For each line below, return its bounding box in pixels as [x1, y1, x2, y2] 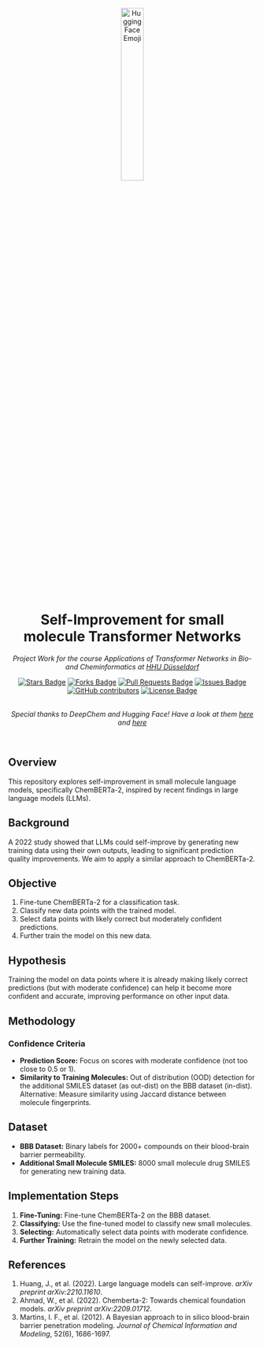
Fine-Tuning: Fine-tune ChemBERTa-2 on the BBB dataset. [19, 1210, 211, 1220]
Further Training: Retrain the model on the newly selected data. [19, 1235, 227, 1244]
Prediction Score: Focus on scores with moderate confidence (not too [19, 1055, 248, 1065]
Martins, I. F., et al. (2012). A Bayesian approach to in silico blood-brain [19, 1312, 250, 1322]
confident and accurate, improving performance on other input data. [8, 992, 230, 1001]
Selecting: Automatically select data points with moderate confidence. [19, 1227, 250, 1237]
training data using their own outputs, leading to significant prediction [8, 845, 234, 855]
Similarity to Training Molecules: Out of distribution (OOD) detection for [19, 1072, 255, 1082]
